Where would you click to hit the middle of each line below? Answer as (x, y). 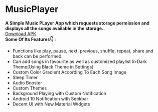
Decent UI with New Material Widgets (51, 104)
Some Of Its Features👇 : (31, 39)
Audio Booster (27, 82)
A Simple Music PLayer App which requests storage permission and (77, 23)
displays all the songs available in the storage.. (55, 28)
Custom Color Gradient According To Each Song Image (69, 72)
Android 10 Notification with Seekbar (50, 98)
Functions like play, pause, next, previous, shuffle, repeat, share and (83, 50)
